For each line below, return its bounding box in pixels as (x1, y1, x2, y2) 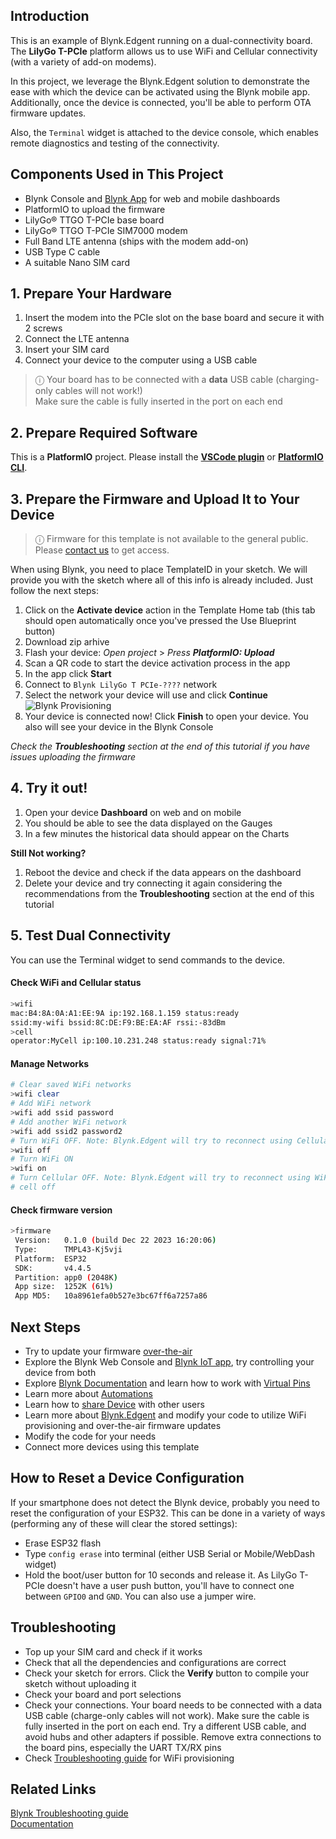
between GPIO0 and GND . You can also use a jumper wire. (24, 1590, 257, 1602)
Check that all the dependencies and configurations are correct (24, 1656, 287, 1668)
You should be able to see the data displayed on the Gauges (24, 817, 273, 829)
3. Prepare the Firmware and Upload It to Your (10, 490, 300, 508)
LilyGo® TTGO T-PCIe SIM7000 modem (24, 224, 188, 236)
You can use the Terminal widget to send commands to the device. (10, 954, 286, 966)
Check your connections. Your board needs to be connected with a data (24, 1699, 323, 1711)
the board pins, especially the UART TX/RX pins (24, 1741, 222, 1753)
